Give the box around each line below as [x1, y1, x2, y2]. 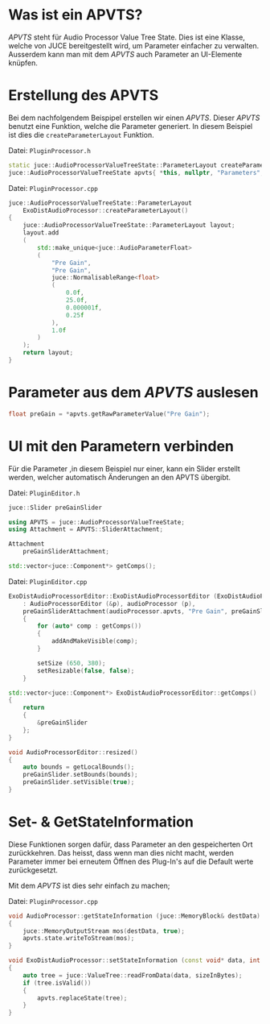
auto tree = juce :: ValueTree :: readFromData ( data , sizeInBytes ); [22, 971, 243, 980]
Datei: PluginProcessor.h [8, 145, 91, 155]
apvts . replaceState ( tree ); [37, 993, 128, 1002]
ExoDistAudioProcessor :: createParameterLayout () [22, 206, 189, 214]
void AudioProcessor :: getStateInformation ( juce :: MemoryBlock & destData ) [8, 912, 261, 920]
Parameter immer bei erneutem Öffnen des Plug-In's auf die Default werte [8, 856, 254, 866]
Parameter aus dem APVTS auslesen [8, 383, 259, 402]
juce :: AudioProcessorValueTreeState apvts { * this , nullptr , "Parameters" [8, 168, 261, 176]
